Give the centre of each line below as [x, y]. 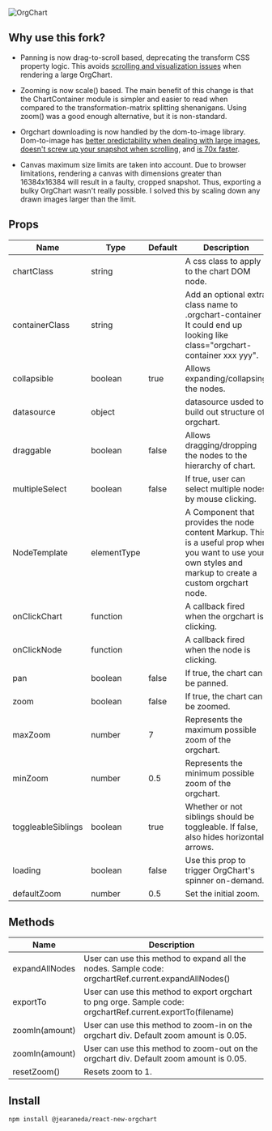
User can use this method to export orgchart [168, 992]
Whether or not [214, 806]
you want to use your [225, 552]
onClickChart [38, 616]
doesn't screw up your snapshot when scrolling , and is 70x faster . [130, 149]
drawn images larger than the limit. [78, 199]
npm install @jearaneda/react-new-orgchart [83, 1120]
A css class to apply [223, 261]
